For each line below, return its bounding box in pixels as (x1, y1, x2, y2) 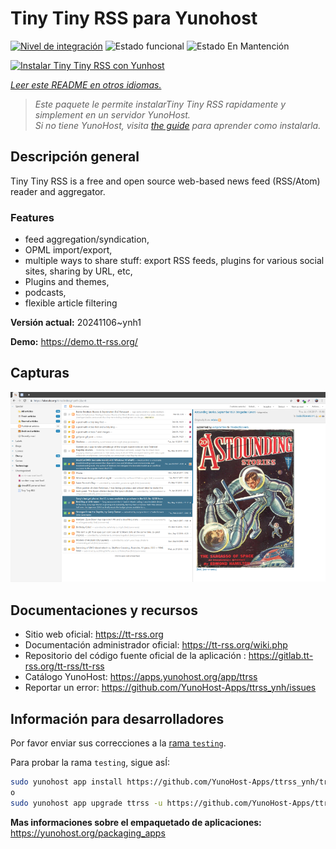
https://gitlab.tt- (248, 650, 314, 662)
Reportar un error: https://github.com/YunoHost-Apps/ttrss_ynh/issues (24, 682, 317, 694)
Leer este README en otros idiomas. (10, 78, 162, 91)
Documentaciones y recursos (10, 602, 198, 619)
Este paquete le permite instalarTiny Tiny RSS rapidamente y (34, 98, 287, 110)
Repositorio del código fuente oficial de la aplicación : (24, 650, 247, 662)
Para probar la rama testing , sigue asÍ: (10, 757, 170, 769)
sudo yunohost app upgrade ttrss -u (10, 798, 163, 808)
